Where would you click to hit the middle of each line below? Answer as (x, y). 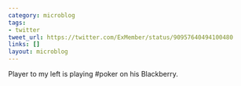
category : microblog (42, 15)
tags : (17, 23)
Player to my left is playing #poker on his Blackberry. (93, 74)
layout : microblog (38, 52)
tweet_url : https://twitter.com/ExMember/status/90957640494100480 (121, 37)
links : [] (24, 45)
